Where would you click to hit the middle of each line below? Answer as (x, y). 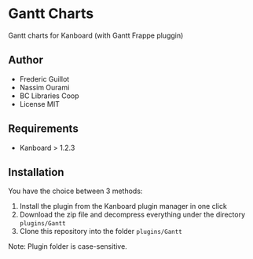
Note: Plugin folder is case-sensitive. (68, 246)
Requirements (43, 129)
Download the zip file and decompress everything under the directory (132, 215)
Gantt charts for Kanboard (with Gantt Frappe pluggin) (96, 35)
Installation (36, 172)
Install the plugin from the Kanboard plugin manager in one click (123, 206)
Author (26, 60)
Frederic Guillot (44, 78)
